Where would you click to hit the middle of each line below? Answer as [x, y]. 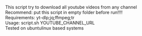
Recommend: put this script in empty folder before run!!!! [64, 12]
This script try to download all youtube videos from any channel [71, 7]
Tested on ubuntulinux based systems [44, 28]
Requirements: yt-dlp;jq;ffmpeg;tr [40, 18]
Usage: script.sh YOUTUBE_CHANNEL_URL [50, 23]
